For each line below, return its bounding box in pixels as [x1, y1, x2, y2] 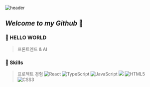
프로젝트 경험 [17, 70, 43, 77]
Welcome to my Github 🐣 [5, 19, 83, 27]
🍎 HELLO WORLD [5, 34, 47, 41]
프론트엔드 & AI [17, 46, 47, 52]
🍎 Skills [5, 59, 23, 66]
